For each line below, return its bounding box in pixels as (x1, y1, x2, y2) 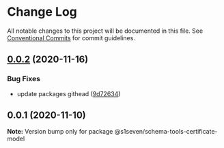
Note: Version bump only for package (7, 128, 113, 136)
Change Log (7, 4, 77, 20)
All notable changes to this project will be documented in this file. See (7, 27, 204, 35)
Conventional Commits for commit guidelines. (7, 33, 135, 42)
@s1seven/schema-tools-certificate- (114, 128, 218, 136)
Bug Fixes (7, 74, 41, 84)
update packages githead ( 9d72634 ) (16, 89, 121, 98)
